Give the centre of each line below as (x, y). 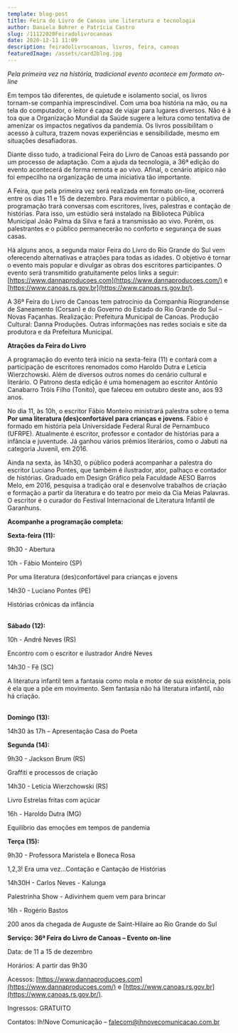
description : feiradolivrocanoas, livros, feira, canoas (93, 47)
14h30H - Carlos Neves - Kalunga (57, 882)
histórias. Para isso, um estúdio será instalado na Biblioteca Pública (106, 213)
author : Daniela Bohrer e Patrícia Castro (71, 27)
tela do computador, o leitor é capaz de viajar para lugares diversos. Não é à (119, 110)
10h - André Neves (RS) (42, 639)
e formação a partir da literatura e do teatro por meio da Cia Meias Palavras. (119, 492)
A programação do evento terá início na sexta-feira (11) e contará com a (112, 359)
